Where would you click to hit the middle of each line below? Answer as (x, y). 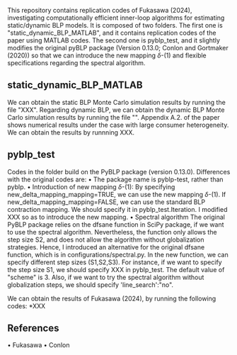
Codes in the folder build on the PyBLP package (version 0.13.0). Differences (119, 171)
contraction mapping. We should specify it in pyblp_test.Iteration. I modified (117, 209)
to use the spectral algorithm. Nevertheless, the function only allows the (112, 232)
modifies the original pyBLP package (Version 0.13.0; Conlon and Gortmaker (118, 48)
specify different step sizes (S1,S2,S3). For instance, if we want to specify (115, 262)
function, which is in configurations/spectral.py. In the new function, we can (118, 254)
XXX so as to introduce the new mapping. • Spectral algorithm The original (116, 217)
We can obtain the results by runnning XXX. (71, 132)
